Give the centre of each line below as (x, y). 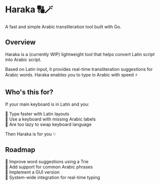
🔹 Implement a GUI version (32, 172)
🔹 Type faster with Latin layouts (37, 114)
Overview (21, 42)
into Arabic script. (23, 60)
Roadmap (20, 150)
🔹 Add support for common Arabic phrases (49, 167)
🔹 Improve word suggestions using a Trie (47, 162)
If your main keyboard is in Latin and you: (47, 104)
